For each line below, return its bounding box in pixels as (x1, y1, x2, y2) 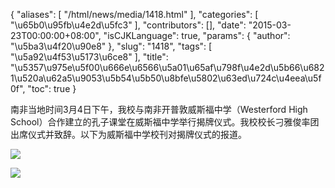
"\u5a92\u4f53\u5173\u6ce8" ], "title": (10, 51, 169, 63)
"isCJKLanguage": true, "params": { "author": (103, 30, 291, 41)
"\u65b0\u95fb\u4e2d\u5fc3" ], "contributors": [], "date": (10, 19, 247, 31)
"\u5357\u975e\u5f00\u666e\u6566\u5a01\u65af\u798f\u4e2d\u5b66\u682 (10, 62, 325, 73)
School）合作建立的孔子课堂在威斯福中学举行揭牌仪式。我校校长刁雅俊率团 (10, 116, 320, 128)
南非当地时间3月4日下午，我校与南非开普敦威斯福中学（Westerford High (10, 104, 308, 115)
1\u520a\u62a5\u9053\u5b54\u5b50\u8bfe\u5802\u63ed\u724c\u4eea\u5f (10, 72, 322, 84)
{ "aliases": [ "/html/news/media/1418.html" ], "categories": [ (10, 9, 259, 20)
